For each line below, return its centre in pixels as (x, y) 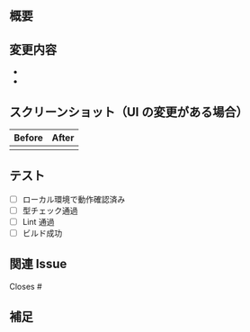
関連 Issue (38, 264)
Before (28, 138)
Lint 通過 (38, 221)
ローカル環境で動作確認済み (74, 199)
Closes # (26, 286)
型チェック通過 (50, 211)
